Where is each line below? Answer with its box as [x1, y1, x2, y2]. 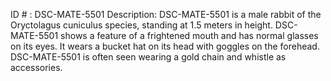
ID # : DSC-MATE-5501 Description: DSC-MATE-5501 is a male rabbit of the [10, 9, 322, 20]
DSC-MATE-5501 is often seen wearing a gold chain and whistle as [10, 51, 287, 63]
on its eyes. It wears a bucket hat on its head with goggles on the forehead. [10, 40, 320, 52]
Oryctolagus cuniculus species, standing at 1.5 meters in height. [10, 19, 273, 31]
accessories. [10, 62, 63, 73]
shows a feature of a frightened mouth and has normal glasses [60, 30, 319, 41]
